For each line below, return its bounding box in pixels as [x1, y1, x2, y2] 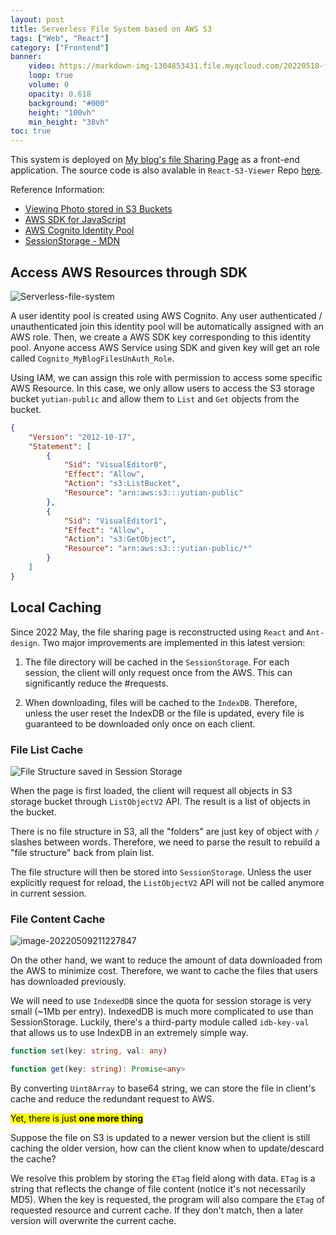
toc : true [10, 126, 52, 136]
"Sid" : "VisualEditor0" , [63, 460, 168, 470]
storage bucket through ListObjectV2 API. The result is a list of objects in [10, 795, 311, 807]
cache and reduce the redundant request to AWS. [10, 1092, 215, 1105]
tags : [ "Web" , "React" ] [10, 33, 110, 43]
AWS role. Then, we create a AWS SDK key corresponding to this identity [10, 331, 312, 343]
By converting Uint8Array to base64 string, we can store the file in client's [10, 1082, 316, 1094]
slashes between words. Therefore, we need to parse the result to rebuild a [10, 836, 321, 848]
